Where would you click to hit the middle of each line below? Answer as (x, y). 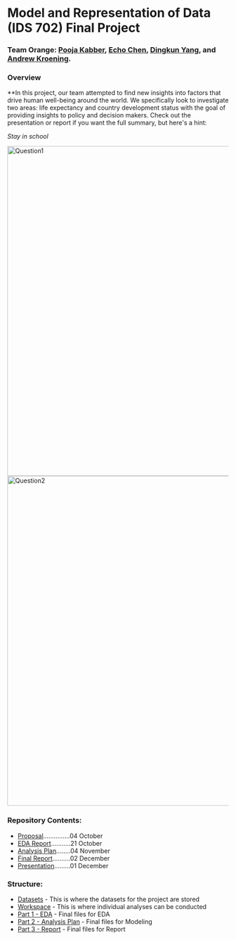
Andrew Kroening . (39, 59)
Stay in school (28, 136)
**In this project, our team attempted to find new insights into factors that (114, 93)
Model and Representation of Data (109, 13)
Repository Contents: (45, 820)
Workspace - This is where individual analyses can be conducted (112, 907)
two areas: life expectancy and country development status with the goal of (117, 108)
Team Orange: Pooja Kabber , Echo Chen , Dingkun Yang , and (112, 50)
